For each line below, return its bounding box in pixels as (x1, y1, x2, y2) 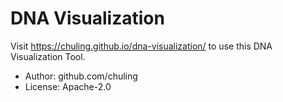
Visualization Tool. (10, 50, 86, 62)
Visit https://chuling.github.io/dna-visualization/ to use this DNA (10, 40, 273, 52)
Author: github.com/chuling (24, 70, 138, 82)
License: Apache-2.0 (24, 80, 112, 92)
